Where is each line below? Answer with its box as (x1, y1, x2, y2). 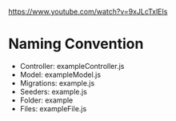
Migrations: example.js (19, 78, 95, 87)
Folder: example (19, 95, 74, 105)
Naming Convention (8, 35, 144, 53)
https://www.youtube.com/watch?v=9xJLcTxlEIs (8, 7, 168, 16)
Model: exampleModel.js (19, 70, 102, 79)
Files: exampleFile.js (19, 103, 87, 113)
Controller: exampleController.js (19, 61, 125, 71)
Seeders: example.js (19, 87, 88, 96)
